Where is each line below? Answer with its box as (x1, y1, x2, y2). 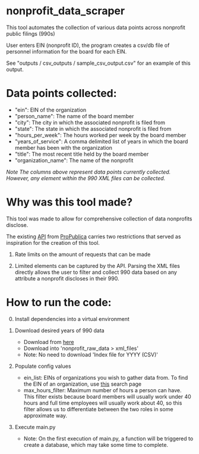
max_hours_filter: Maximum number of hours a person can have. (23, 386, 182, 393)
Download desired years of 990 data (14, 327, 105, 334)
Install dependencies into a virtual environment (14, 315, 129, 322)
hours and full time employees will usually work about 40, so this (23, 399, 182, 406)
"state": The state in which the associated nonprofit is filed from (14, 125, 172, 132)
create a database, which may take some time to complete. (23, 441, 168, 448)
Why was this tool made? (6, 196, 132, 209)
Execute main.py (14, 423, 56, 430)
